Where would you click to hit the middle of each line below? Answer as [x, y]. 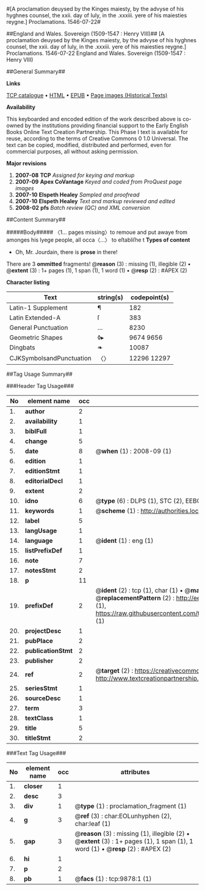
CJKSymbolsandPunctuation [50, 358]
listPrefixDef [44, 550]
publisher [39, 661]
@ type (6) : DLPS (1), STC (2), [140, 501]
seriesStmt [41, 688]
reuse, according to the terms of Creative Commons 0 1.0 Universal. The [97, 138]
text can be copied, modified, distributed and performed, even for [89, 145]
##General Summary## [36, 72]
